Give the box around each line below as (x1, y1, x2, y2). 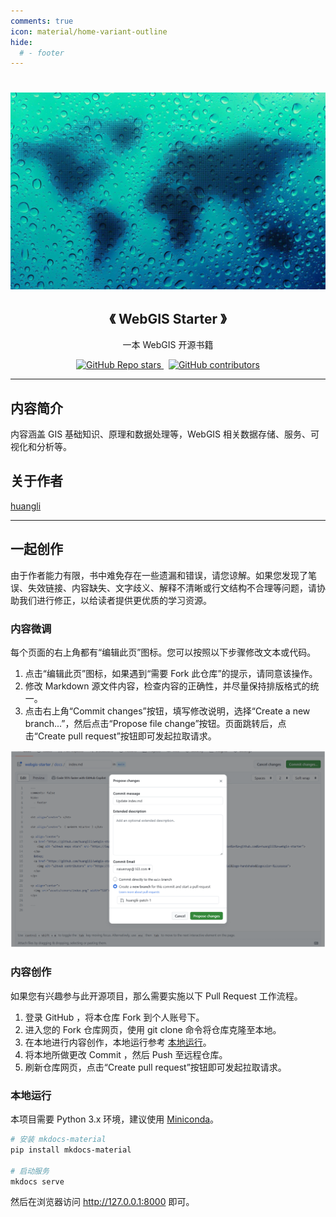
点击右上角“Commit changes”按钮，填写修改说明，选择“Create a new (24, 705, 311, 717)
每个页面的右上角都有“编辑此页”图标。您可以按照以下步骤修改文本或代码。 (10, 646, 317, 658)
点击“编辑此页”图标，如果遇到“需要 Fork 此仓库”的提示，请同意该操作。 (24, 667, 318, 679)
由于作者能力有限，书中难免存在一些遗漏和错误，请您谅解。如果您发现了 (10, 569, 308, 581)
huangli (10, 500, 42, 512)
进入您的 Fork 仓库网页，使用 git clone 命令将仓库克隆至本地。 (24, 1023, 282, 1035)
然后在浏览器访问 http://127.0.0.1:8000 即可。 (10, 1196, 195, 1208)
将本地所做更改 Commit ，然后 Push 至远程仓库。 (24, 1048, 228, 1060)
